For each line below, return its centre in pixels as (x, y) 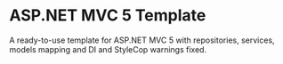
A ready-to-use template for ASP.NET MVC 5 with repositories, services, (142, 40)
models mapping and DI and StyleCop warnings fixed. (108, 49)
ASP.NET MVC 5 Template (108, 16)
